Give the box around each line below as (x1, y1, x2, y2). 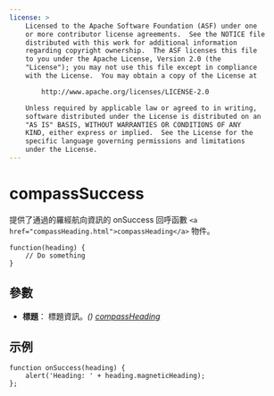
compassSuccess (9, 184, 145, 204)
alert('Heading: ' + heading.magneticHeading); (25, 372, 205, 381)
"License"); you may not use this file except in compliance (25, 63, 257, 72)
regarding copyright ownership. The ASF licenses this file (25, 46, 257, 55)
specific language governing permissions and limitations (25, 137, 245, 146)
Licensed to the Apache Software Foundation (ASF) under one (25, 21, 257, 30)
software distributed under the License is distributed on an (25, 112, 262, 121)
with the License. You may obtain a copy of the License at (25, 72, 257, 80)
